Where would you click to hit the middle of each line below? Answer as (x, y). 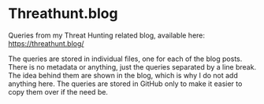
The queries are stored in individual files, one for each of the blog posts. (125, 59)
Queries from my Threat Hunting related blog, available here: (107, 35)
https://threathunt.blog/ (46, 43)
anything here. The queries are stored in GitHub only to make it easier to (125, 84)
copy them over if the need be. (58, 91)
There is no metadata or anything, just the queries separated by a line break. (132, 66)
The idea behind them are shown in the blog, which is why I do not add (123, 75)
